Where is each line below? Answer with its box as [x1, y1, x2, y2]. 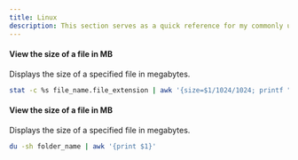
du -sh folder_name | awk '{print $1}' [9, 141, 157, 151]
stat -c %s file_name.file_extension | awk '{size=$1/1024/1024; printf [9, 85, 284, 94]
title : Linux [9, 12, 58, 22]
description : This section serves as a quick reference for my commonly [9, 21, 284, 30]
